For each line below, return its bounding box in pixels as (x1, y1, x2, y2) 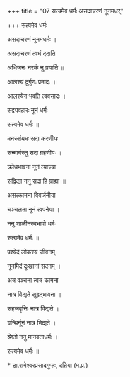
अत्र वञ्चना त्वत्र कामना (7, 276, 59, 284)
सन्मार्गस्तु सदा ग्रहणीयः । (7, 149, 62, 157)
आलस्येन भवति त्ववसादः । (7, 92, 66, 100)
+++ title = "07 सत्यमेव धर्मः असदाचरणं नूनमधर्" (7, 7, 124, 15)
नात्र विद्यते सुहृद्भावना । (7, 291, 62, 298)
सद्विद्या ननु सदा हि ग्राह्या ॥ (7, 177, 66, 185)
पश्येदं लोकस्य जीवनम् (7, 248, 55, 256)
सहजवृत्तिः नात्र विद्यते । (7, 305, 60, 313)
